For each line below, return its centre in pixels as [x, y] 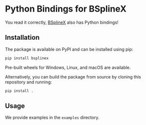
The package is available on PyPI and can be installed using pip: [69, 49]
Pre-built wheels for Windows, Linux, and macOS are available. [68, 67]
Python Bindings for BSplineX [66, 9]
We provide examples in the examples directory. [52, 118]
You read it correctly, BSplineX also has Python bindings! [62, 22]
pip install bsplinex [27, 58]
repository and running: [29, 82]
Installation [22, 38]
